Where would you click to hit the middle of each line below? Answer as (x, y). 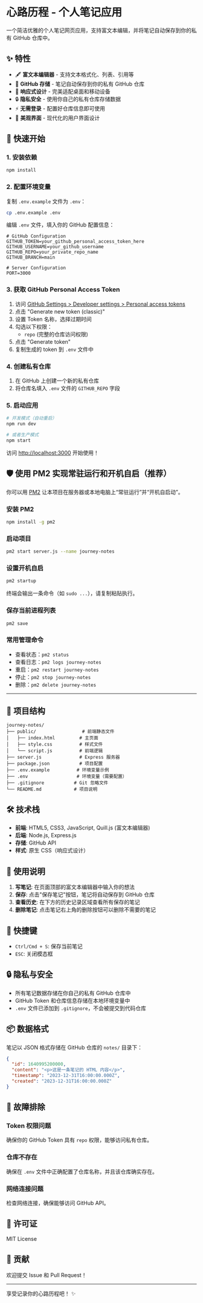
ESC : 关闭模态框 (34, 954)
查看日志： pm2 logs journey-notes (58, 661)
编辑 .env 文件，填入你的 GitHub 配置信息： (60, 225)
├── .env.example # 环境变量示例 (58, 770)
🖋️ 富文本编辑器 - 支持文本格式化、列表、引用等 (74, 74)
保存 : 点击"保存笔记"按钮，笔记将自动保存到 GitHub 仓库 (85, 895)
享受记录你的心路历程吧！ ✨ (41, 1293)
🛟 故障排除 (26, 1107)
